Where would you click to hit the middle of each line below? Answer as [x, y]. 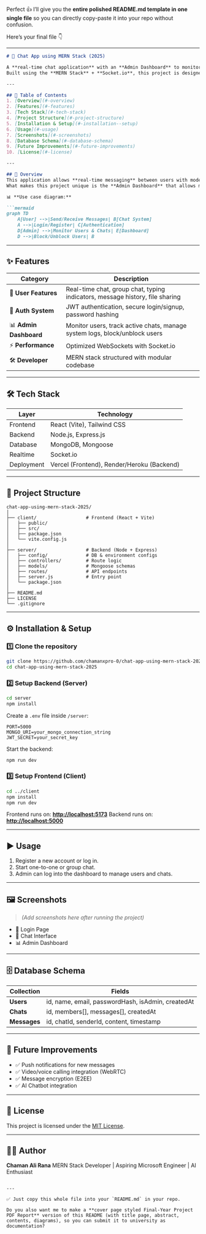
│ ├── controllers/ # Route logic [64, 561]
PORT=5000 [19, 727]
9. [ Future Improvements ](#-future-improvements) [71, 147]
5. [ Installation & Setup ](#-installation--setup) [72, 123]
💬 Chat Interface [36, 936]
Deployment [27, 465]
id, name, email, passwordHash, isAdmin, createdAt [120, 1001]
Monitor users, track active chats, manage [126, 326]
